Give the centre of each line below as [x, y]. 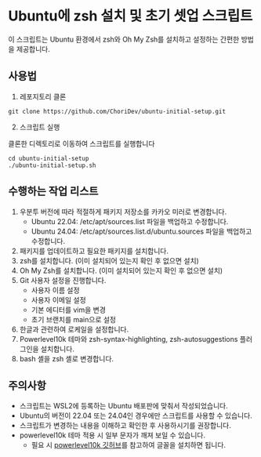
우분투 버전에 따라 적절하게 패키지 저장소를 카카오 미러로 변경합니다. [123, 212]
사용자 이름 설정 [55, 290]
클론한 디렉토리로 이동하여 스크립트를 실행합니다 [82, 143]
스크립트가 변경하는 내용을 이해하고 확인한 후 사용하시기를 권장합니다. [125, 426]
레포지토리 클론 [43, 96]
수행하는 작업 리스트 [53, 192]
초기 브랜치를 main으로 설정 [73, 319]
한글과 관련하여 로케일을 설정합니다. [74, 329]
